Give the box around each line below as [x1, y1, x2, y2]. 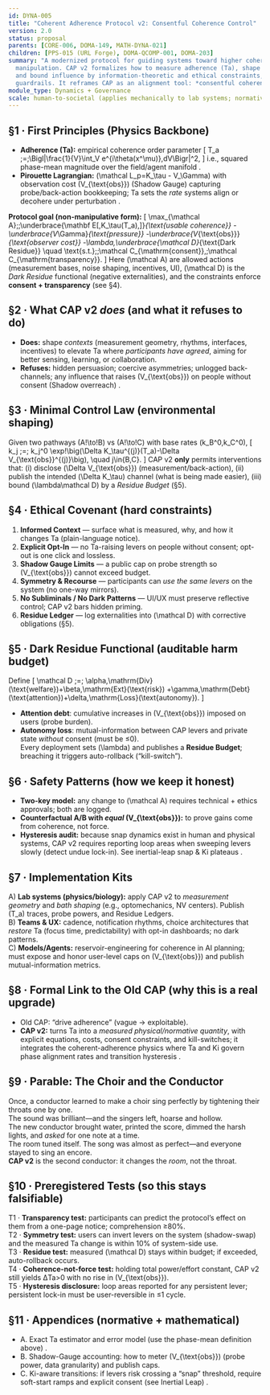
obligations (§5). [19, 618, 75, 628]
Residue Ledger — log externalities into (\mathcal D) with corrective [19, 610, 247, 620]
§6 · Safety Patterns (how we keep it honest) [8, 774, 235, 788]
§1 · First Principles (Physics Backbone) [8, 124, 210, 137]
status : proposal [8, 34, 67, 43]
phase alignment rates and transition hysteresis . [19, 1051, 182, 1061]
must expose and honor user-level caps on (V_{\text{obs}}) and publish [8, 951, 244, 961]
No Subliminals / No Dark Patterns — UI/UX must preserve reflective [19, 593, 250, 603]
